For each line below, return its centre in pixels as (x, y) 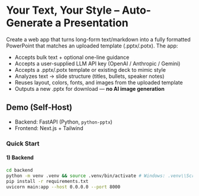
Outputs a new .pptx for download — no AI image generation (89, 88)
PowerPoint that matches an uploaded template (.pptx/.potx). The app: (92, 46)
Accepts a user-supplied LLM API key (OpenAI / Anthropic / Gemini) (97, 64)
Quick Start (23, 143)
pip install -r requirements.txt (47, 181)
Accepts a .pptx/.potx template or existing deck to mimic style (90, 69)
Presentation (96, 23)
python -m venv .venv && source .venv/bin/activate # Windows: (86, 176)
